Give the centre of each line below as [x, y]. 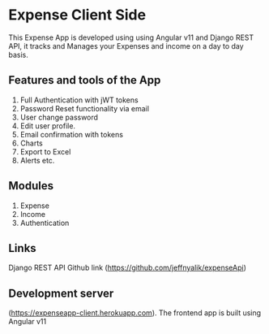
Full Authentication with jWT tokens [79, 100]
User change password [59, 117]
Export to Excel [45, 151]
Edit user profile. [47, 126]
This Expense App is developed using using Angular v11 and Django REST [131, 37]
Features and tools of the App [85, 80]
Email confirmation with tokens [72, 134]
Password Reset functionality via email [85, 108]
